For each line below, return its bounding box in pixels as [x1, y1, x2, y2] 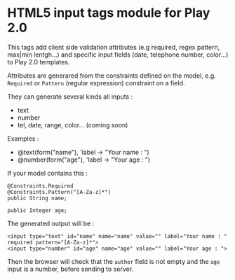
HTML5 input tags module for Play [7, 5, 210, 21]
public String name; [7, 195, 68, 202]
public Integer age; [7, 206, 68, 214]
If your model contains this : [7, 169, 88, 177]
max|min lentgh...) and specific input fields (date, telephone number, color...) [7, 50, 229, 59]
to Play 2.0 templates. [7, 57, 70, 66]
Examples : [7, 134, 39, 143]
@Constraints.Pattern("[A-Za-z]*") [7, 188, 112, 195]
